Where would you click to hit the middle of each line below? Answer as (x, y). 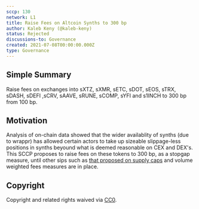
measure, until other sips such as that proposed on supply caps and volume (99, 160)
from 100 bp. (22, 102)
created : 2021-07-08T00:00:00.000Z (50, 45)
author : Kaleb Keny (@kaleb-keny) (49, 28)
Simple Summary (39, 75)
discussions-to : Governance (41, 39)
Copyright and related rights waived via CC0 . (62, 200)
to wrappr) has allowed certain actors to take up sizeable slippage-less (94, 142)
